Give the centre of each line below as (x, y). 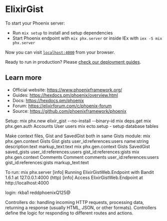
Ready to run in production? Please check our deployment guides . (73, 62)
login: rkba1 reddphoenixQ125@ (38, 192)
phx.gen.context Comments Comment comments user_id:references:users (82, 157)
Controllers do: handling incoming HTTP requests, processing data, (74, 202)
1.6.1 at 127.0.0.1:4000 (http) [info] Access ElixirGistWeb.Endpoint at (74, 177)
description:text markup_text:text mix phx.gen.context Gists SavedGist (77, 146)
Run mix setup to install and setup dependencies (62, 33)
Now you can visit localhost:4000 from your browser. (60, 52)
